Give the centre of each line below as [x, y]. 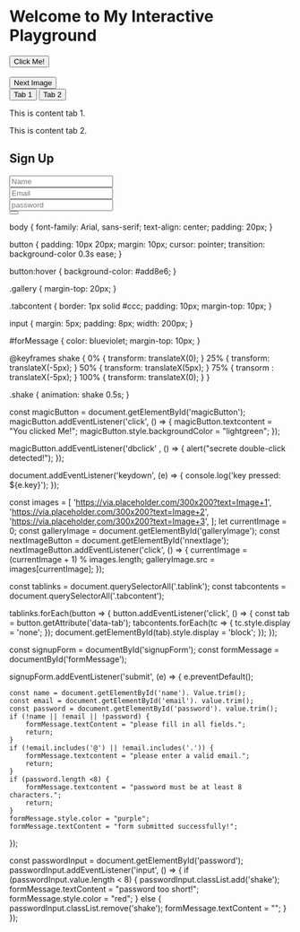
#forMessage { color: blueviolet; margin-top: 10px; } [105, 340]
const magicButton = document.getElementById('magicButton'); [128, 412]
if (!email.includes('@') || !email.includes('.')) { [112, 748]
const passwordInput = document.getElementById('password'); [126, 860]
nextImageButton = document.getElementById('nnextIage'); [119, 540]
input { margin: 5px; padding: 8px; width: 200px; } [102, 323]
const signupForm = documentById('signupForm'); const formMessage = [145, 649]
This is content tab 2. [48, 130]
